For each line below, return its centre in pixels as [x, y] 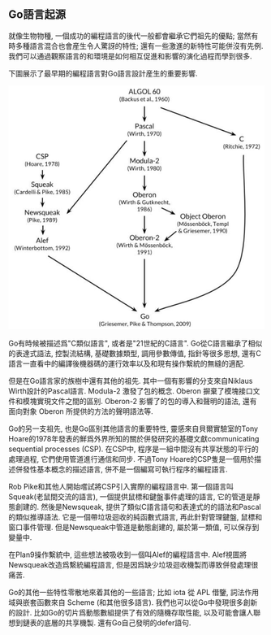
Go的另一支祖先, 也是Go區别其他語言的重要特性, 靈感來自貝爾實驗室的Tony [133, 428]
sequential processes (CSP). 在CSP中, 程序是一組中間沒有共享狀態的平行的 [133, 449]
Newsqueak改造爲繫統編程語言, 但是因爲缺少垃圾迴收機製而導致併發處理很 [133, 565]
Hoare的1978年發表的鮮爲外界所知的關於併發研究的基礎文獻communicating [134, 439]
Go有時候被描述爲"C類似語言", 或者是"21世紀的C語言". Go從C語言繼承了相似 [135, 343]
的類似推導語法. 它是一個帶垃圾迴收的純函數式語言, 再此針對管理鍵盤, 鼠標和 [135, 517]
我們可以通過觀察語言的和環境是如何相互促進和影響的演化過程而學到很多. [131, 56]
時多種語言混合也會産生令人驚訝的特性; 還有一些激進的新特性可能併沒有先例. [136, 46]
